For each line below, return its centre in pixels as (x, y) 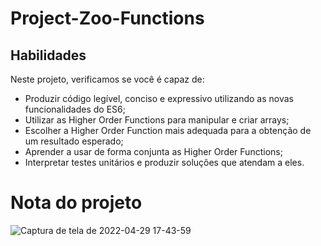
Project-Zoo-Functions (107, 18)
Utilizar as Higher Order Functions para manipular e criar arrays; (157, 120)
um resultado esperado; (74, 141)
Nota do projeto (76, 203)
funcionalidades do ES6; (75, 109)
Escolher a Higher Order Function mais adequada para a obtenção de (168, 130)
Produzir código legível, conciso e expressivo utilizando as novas (159, 98)
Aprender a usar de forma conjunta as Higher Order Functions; (153, 151)
